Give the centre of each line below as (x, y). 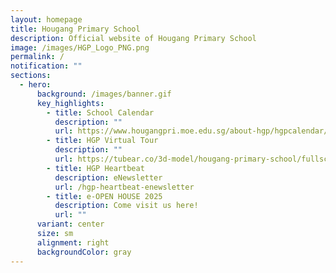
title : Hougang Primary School (75, 29)
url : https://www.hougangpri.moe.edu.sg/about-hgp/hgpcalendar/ (191, 131)
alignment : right (73, 242)
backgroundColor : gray (84, 252)
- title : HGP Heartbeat (95, 168)
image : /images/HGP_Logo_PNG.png (80, 47)
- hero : (35, 85)
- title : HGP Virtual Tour (102, 141)
